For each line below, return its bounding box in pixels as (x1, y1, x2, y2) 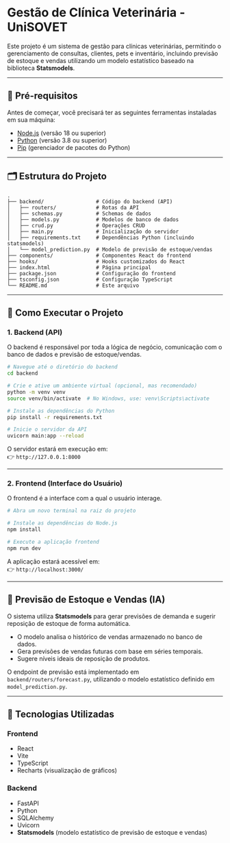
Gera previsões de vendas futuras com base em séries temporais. (16, 647, 203, 655)
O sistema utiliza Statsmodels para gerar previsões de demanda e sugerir (7, 612, 216, 620)
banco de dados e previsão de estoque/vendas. (7, 351, 142, 359)
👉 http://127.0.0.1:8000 (7, 453, 81, 461)
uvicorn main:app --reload (7, 433, 84, 440)
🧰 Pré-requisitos (7, 90, 78, 102)
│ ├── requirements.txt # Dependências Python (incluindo (7, 234, 194, 241)
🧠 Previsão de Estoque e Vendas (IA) (7, 594, 166, 605)
